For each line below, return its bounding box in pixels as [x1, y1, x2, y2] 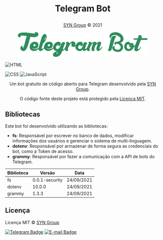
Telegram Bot [55, 3, 111, 14]
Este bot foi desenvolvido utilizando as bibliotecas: [5, 123, 108, 129]
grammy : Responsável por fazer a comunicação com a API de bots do [12, 154, 155, 159]
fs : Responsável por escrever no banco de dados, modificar [12, 133, 134, 138]
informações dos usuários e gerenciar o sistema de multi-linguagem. [12, 138, 152, 143]
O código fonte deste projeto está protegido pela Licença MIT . [19, 96, 146, 102]
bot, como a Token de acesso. [12, 148, 74, 154]
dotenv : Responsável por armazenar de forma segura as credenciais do [12, 143, 159, 149]
